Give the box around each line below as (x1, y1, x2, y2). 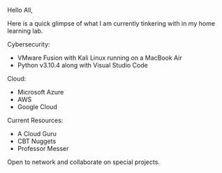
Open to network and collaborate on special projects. (7, 158, 161, 166)
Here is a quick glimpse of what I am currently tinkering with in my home (7, 19, 215, 27)
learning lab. (7, 27, 43, 35)
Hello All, (7, 6, 34, 14)
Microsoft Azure (17, 88, 64, 96)
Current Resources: (7, 116, 64, 124)
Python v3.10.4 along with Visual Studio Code (17, 61, 148, 69)
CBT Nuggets (17, 137, 57, 145)
